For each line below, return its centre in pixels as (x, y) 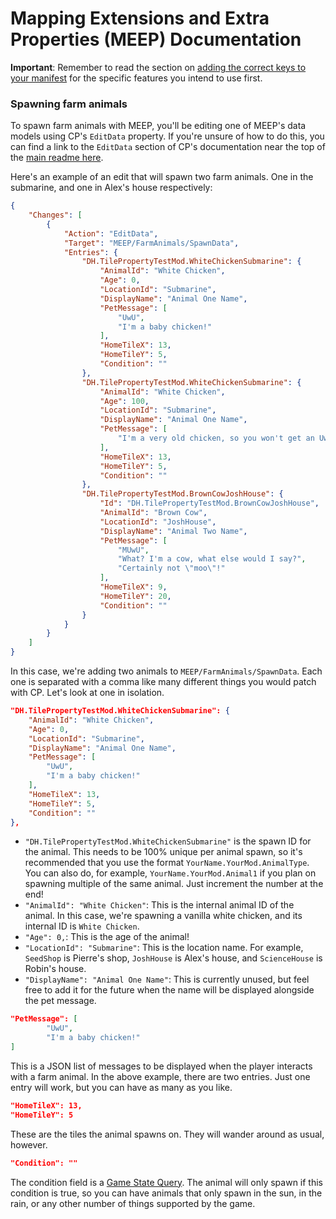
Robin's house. (55, 969)
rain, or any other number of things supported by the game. (133, 1203)
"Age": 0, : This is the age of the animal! (107, 937)
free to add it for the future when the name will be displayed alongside (169, 990)
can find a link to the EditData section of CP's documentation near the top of (168, 147)
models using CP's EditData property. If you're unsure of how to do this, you (167, 136)
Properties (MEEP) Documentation (156, 39)
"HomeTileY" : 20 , (135, 596)
